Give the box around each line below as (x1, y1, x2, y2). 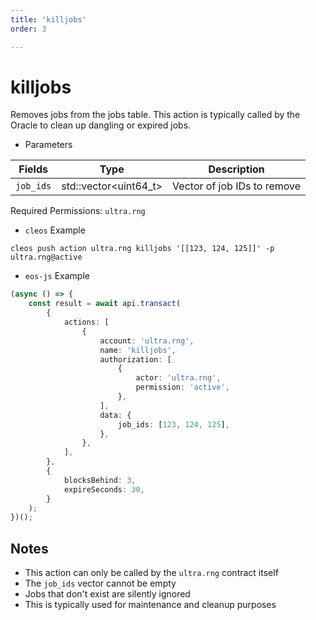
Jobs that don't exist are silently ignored (24, 588, 191, 600)
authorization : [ (99, 354, 172, 365)
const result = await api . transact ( (28, 299, 182, 309)
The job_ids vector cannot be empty (24, 577, 177, 590)
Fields (18, 162, 48, 176)
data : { (99, 410, 132, 420)
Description (208, 162, 265, 176)
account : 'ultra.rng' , (99, 336, 195, 346)
